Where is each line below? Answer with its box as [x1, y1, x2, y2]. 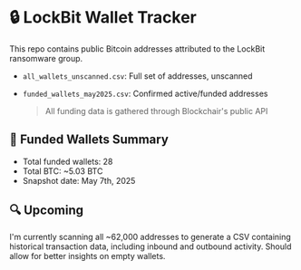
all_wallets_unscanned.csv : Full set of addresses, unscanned [22, 70, 253, 82]
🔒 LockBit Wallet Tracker [9, 7, 198, 28]
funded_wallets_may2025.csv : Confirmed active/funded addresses [22, 88, 268, 99]
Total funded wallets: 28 [22, 156, 113, 167]
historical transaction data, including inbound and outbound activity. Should [9, 241, 292, 252]
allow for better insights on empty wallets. [9, 250, 166, 261]
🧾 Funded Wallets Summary [9, 132, 170, 148]
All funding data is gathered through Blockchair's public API [44, 105, 268, 116]
